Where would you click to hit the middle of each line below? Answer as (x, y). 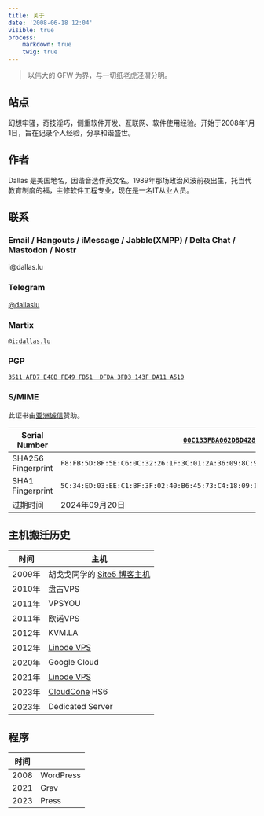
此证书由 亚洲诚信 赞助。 (46, 415)
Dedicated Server (81, 707)
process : (22, 37)
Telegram (27, 288)
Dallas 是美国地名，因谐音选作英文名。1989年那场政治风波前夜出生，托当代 (130, 180)
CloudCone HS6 (78, 692)
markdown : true (47, 45)
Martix (21, 325)
